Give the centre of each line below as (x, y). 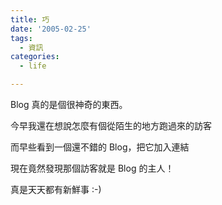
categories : (35, 57)
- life (33, 66)
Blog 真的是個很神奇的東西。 (69, 104)
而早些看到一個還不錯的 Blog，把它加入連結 (100, 147)
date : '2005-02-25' (51, 29)
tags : (21, 38)
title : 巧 (30, 19)
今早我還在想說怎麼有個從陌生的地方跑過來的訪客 (111, 125)
